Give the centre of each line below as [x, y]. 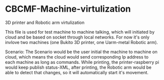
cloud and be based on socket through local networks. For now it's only [77, 37]
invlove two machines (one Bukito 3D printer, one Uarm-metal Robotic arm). [82, 42]
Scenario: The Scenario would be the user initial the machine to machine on [81, 52]
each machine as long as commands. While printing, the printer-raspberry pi [82, 62]
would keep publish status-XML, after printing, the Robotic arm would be [78, 67]
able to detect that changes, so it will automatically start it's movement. [77, 72]
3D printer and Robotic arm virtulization [45, 22]
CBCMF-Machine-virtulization [68, 9]
